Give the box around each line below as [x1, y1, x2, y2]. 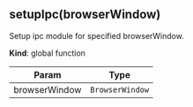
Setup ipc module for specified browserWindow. [9, 30, 185, 41]
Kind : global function [9, 48, 86, 58]
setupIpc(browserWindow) [9, 7, 161, 22]
